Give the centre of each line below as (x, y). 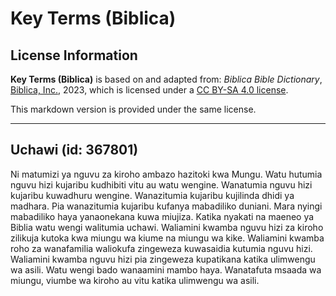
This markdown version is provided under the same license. (133, 109)
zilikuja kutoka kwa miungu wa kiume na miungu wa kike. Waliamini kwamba (167, 238)
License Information (74, 55)
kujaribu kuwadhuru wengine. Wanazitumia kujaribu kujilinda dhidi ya (152, 195)
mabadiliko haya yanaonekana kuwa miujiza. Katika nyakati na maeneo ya (162, 216)
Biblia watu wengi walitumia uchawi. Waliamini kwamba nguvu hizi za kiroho (167, 227)
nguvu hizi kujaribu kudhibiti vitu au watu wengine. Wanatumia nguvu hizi (161, 184)
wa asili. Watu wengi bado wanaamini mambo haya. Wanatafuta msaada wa (166, 269)
